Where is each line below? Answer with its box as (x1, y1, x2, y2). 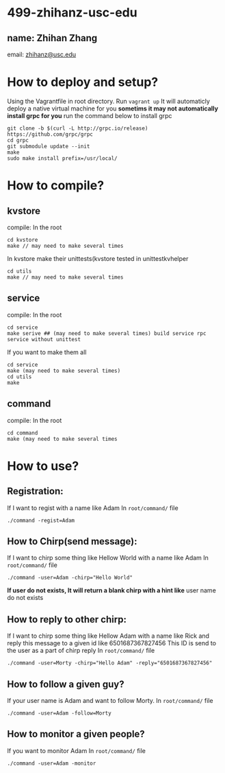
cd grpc (7, 137, 29, 143)
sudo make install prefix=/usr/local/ (7, 154, 118, 162)
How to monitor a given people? (7, 728, 145, 740)
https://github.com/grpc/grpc (7, 130, 94, 138)
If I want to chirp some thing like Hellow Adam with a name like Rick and (7, 632, 210, 640)
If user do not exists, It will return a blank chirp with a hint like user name (7, 586, 217, 595)
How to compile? (7, 178, 105, 194)
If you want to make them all (7, 348, 87, 356)
